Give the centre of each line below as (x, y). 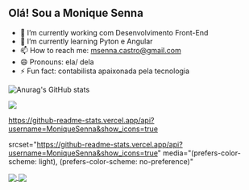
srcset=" (23, 144)
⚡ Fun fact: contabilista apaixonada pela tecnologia (105, 71)
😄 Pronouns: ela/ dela (57, 62)
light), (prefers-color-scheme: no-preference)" (116, 161)
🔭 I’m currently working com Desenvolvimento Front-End (114, 32)
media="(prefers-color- (202, 153)
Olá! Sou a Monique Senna (76, 13)
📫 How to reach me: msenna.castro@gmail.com (100, 50)
